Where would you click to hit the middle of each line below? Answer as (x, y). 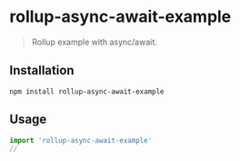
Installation (42, 70)
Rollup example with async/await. (94, 42)
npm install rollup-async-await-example (87, 91)
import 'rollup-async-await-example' (81, 140)
